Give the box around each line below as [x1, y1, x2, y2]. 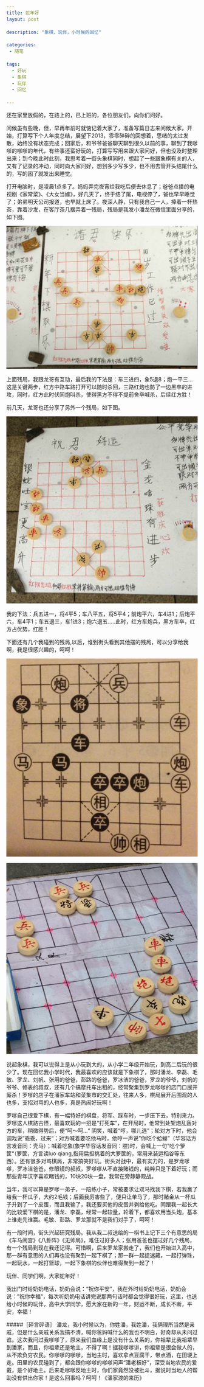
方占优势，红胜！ [6, 625, 49, 633]
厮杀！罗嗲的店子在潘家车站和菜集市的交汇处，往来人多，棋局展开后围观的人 [6, 1091, 198, 1098]
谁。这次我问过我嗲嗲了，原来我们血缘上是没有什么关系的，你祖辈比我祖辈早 [6, 1336, 198, 1343]
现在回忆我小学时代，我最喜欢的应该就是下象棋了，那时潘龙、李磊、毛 [22, 1068, 198, 1076]
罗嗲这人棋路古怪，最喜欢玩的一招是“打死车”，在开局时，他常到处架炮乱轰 [6, 1119, 192, 1127]
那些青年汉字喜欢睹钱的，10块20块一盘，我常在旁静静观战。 [6, 1172, 157, 1180]
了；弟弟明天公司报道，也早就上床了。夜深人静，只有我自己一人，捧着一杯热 [6, 198, 198, 205]
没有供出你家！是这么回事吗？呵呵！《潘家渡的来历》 [11, 1374, 144, 1381]
